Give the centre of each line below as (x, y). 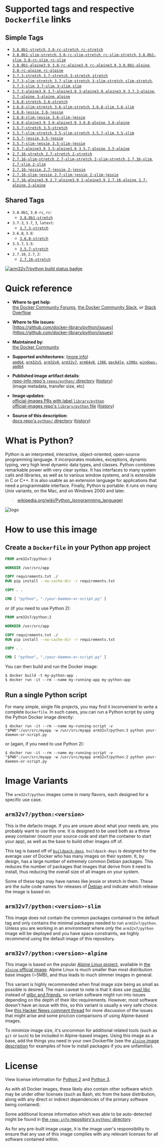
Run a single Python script (46, 695)
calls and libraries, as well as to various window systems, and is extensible (81, 475)
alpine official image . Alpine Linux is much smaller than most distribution (79, 970)
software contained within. (32, 1139)
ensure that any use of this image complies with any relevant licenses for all (82, 1134)
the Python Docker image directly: (40, 717)
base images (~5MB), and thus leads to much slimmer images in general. (79, 975)
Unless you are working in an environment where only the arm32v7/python (79, 928)
